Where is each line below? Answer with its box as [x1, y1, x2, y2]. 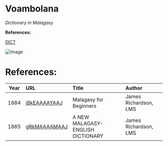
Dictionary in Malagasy [5, 20, 53, 26]
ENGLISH [72, 126, 94, 133]
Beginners [72, 102, 96, 109]
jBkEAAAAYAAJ [25, 99, 63, 106]
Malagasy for [72, 96, 103, 103]
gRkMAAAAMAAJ [25, 123, 68, 130]
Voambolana [5, 3, 59, 15]
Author [125, 84, 142, 91]
